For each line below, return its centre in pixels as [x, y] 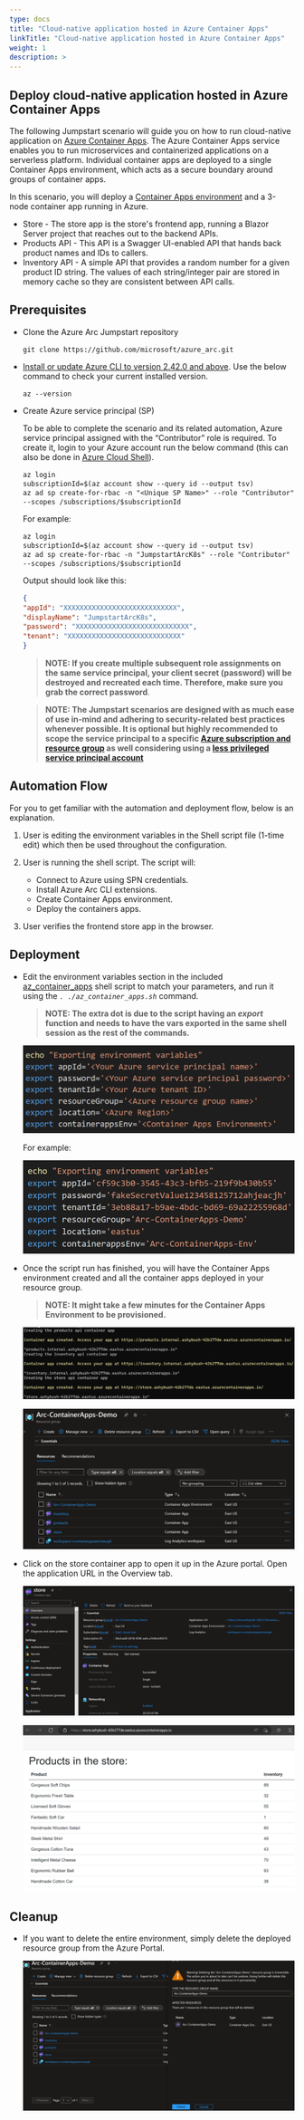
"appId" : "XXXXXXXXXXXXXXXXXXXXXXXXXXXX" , [104, 608]
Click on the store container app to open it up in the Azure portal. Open [155, 1563]
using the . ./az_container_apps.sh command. [110, 995]
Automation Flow [59, 787]
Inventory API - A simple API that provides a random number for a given [156, 262]
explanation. [33, 817]
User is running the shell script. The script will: [109, 862]
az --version [47, 394]
